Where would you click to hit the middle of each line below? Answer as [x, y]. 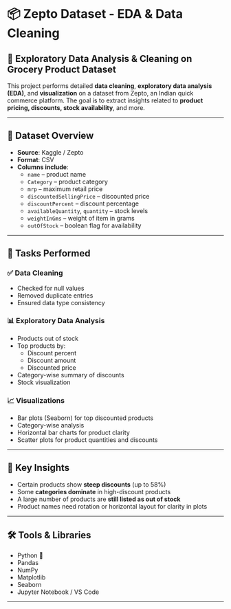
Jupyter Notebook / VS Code [58, 592]
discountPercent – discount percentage [83, 203]
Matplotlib [31, 577]
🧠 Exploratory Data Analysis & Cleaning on [100, 59]
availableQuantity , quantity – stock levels [88, 210]
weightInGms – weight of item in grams [81, 218]
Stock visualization [44, 382]
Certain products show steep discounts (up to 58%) [91, 484]
